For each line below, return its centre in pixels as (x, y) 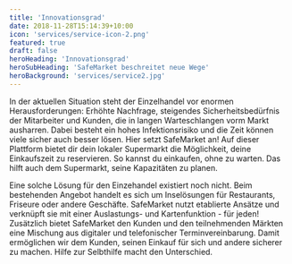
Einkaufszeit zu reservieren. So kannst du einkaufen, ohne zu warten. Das (145, 158)
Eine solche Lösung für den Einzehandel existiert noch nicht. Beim (131, 185)
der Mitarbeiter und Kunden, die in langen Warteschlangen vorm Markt (139, 120)
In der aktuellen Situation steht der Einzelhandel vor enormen (121, 101)
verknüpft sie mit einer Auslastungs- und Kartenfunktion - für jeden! (134, 213)
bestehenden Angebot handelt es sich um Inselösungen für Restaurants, (142, 194)
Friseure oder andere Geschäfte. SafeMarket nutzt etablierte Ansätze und (144, 204)
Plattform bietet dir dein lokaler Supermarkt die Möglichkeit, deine (130, 149)
